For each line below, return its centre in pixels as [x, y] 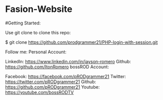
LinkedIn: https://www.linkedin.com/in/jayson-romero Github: [68, 61]
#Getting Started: [23, 23]
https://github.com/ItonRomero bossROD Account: [57, 67]
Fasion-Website [39, 9]
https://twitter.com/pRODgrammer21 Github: [51, 82]
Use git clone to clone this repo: [38, 32]
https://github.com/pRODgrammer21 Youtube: [52, 87]
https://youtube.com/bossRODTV [39, 92]
